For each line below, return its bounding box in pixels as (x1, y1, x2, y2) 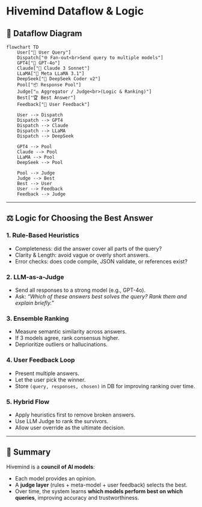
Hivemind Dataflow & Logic (6, 4, 144, 18)
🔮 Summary (6, 447, 51, 458)
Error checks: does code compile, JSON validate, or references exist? (14, 257, 188, 265)
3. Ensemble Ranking (6, 314, 69, 323)
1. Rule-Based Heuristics (6, 231, 79, 239)
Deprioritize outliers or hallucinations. (14, 341, 108, 348)
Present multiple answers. (14, 370, 80, 377)
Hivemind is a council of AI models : (6, 463, 95, 470)
